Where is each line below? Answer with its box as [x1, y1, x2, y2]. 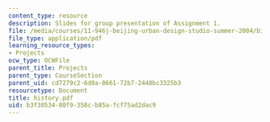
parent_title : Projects [8, 64, 88, 72]
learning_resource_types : [8, 42, 95, 50]
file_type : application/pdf [8, 34, 103, 43]
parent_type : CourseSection [8, 71, 103, 79]
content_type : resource [8, 11, 88, 20]
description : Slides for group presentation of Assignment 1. [8, 19, 221, 27]
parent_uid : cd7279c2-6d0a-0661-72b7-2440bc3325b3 [8, 79, 182, 87]
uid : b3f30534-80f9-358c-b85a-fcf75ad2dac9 [8, 101, 157, 109]
